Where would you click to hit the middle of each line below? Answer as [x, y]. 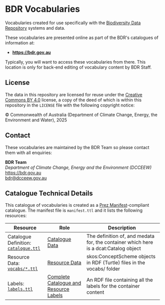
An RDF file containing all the [120, 280]
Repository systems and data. [35, 28]
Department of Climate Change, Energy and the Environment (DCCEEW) [78, 167]
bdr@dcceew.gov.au [26, 178]
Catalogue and [64, 283]
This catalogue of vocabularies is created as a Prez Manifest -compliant [77, 205]
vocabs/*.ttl [23, 269]
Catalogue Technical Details [49, 193]
